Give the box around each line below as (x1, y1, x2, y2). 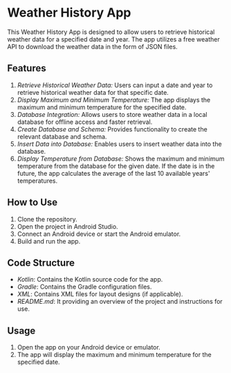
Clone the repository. (17, 215, 77, 223)
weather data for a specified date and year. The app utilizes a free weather (7, 35, 220, 43)
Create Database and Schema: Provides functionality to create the (17, 125, 207, 133)
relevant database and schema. (17, 132, 107, 140)
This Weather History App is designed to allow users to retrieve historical (7, 28, 215, 36)
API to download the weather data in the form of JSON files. (7, 42, 178, 51)
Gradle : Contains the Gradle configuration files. (17, 282, 152, 291)
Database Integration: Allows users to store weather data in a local (17, 110, 207, 118)
